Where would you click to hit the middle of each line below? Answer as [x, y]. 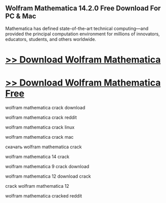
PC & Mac [21, 16]
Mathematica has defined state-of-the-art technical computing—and [77, 28]
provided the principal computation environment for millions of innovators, [83, 34]
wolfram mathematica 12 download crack [48, 176]
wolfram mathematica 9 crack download [47, 166]
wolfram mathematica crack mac [39, 137]
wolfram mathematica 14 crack [37, 156]
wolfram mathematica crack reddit [41, 117]
